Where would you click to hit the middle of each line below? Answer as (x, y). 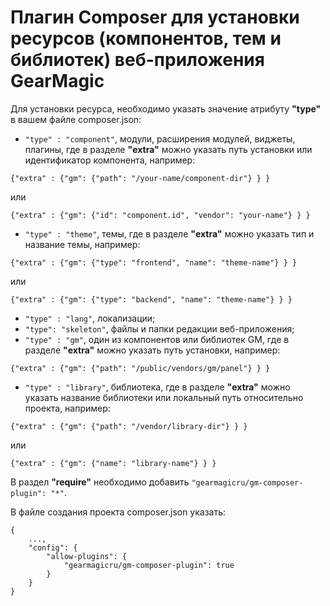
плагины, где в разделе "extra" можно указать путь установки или (168, 149)
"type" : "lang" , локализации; (90, 318)
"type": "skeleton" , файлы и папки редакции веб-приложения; (159, 328)
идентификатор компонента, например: (110, 160)
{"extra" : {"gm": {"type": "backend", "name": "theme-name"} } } (151, 299)
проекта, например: (67, 408)
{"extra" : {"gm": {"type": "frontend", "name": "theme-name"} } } (154, 262)
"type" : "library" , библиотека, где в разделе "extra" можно (157, 387)
